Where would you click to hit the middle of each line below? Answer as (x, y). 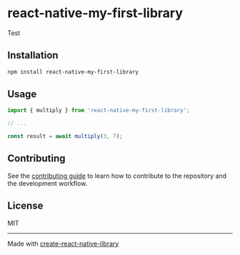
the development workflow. (47, 183)
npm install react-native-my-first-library (73, 72)
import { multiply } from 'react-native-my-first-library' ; (99, 111)
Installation (33, 55)
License (25, 206)
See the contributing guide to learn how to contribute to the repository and (117, 176)
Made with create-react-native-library (63, 244)
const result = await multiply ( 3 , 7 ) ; (65, 136)
